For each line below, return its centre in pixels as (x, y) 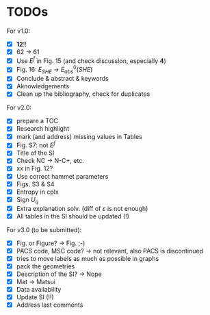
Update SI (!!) (35, 297)
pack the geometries (45, 266)
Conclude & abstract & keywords (62, 79)
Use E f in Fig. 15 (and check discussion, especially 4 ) (91, 60)
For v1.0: (18, 31)
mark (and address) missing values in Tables (79, 136)
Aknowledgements (43, 86)
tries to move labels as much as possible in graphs (88, 258)
